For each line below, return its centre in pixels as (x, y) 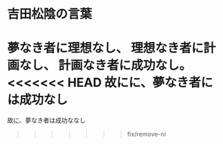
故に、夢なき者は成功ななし (47, 121)
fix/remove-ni (147, 134)
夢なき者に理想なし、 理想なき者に (105, 48)
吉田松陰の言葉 (50, 14)
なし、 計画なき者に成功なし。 (106, 65)
